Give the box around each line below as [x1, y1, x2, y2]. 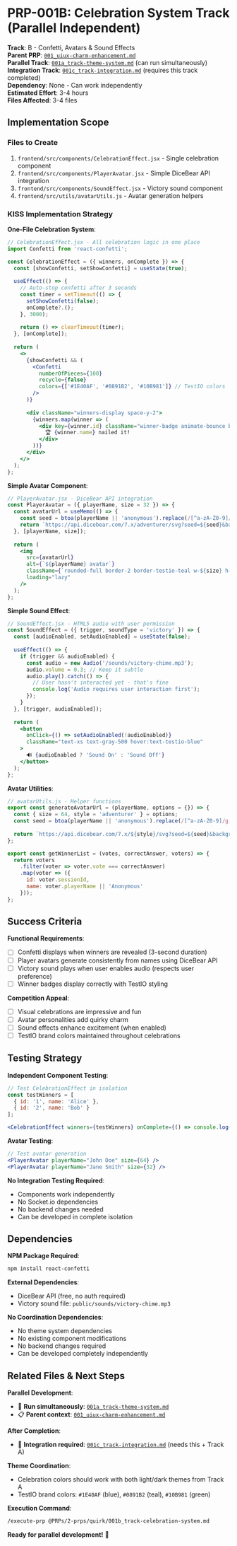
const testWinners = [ [7, 1091, 74, 1098]
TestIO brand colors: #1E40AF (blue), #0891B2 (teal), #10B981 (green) [17, 1490, 211, 1499]
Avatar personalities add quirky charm [17, 1015, 129, 1023]
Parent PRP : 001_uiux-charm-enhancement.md [7, 51, 136, 59]
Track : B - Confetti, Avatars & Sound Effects [7, 43, 135, 52]
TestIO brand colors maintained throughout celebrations [17, 1031, 181, 1040]
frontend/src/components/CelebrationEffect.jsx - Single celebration [17, 153, 219, 162]
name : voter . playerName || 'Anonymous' [25, 883, 143, 890]
